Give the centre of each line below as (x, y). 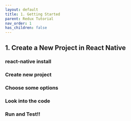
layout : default (22, 10)
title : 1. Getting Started (33, 14)
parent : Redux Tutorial (29, 19)
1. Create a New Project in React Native (65, 48)
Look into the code (28, 101)
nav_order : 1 (18, 23)
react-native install (28, 62)
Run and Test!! (23, 114)
